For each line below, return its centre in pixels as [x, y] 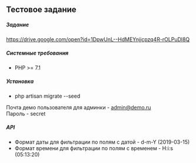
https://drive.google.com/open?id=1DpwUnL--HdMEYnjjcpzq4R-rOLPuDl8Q [98, 39]
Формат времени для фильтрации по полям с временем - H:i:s [94, 148]
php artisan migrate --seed [47, 96]
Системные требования [37, 53]
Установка [20, 81]
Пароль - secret [26, 114]
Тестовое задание [41, 10]
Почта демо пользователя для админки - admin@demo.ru [79, 108]
